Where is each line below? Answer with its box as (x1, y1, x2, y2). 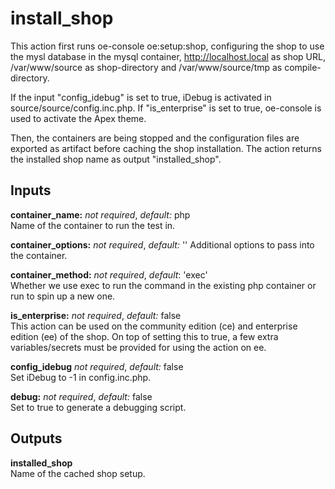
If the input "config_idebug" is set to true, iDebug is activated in (10, 91, 272, 103)
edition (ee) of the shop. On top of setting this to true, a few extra (10, 330, 279, 342)
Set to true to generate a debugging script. (10, 401, 187, 413)
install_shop (10, 7, 114, 30)
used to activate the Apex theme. (10, 112, 147, 124)
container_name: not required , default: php (10, 208, 191, 221)
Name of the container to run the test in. (10, 219, 176, 231)
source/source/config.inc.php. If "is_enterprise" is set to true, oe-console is (10, 102, 322, 114)
